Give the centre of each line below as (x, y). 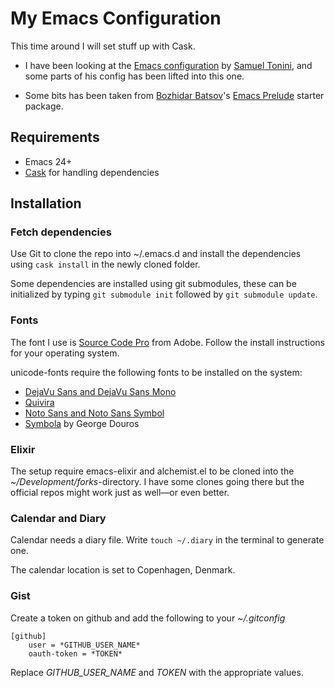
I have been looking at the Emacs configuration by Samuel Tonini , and (168, 65)
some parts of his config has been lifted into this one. (134, 76)
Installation (46, 203)
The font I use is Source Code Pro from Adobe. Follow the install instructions (167, 342)
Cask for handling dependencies (92, 172)
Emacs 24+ (48, 161)
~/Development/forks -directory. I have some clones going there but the (157, 482)
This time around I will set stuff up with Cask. (103, 46)
